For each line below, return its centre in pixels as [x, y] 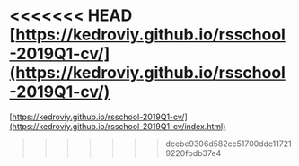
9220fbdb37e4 [193, 153]
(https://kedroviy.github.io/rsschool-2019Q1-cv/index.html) [118, 126]
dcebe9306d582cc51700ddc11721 [229, 144]
